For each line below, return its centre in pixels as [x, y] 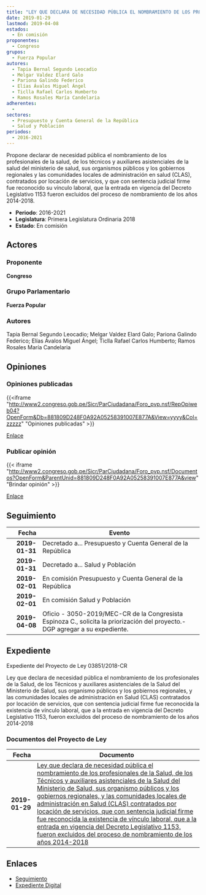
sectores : [19, 115]
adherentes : [21, 103]
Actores [22, 245]
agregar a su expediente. [93, 629]
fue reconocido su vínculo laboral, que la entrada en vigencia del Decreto [99, 187]
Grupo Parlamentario [38, 292]
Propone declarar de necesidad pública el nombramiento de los [86, 155]
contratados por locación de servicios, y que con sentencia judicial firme [98, 181]
